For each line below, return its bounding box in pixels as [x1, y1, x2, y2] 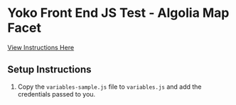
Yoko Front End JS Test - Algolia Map [7, 5, 230, 21]
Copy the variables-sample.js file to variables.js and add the [17, 82, 202, 91]
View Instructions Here [7, 43, 75, 51]
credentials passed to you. [17, 89, 96, 98]
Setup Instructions [7, 63, 92, 75]
